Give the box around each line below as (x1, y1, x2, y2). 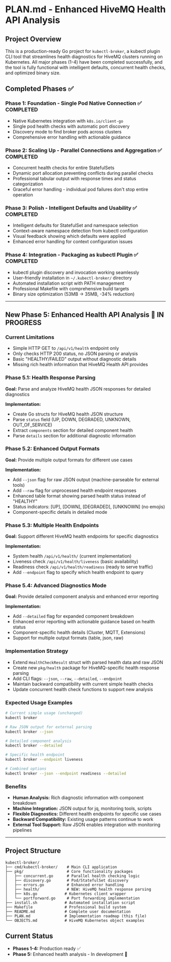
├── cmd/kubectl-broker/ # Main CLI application (5, 864, 117, 869)
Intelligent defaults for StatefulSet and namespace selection (12, 223, 138, 229)
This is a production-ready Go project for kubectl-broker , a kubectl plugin (5, 48, 160, 54)
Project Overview (5, 35, 62, 43)
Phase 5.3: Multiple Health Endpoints (5, 521, 99, 529)
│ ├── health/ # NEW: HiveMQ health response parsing (5, 887, 152, 892)
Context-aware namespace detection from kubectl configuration (12, 228, 148, 234)
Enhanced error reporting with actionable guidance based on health (12, 619, 155, 625)
